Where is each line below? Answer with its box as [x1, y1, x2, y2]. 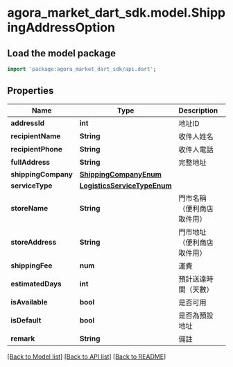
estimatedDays [10, 279, 62, 288]
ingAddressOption [7, 19, 116, 35]
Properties [7, 85, 54, 97]
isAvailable [10, 297, 48, 307]
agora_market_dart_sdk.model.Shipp [7, 5, 226, 21]
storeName [10, 203, 49, 213]
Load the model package [7, 47, 116, 59]
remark [10, 334, 35, 343]
